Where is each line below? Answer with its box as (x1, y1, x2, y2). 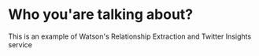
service (8, 39, 33, 49)
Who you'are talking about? (8, 6, 194, 24)
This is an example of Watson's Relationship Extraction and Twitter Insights (8, 32, 252, 41)
